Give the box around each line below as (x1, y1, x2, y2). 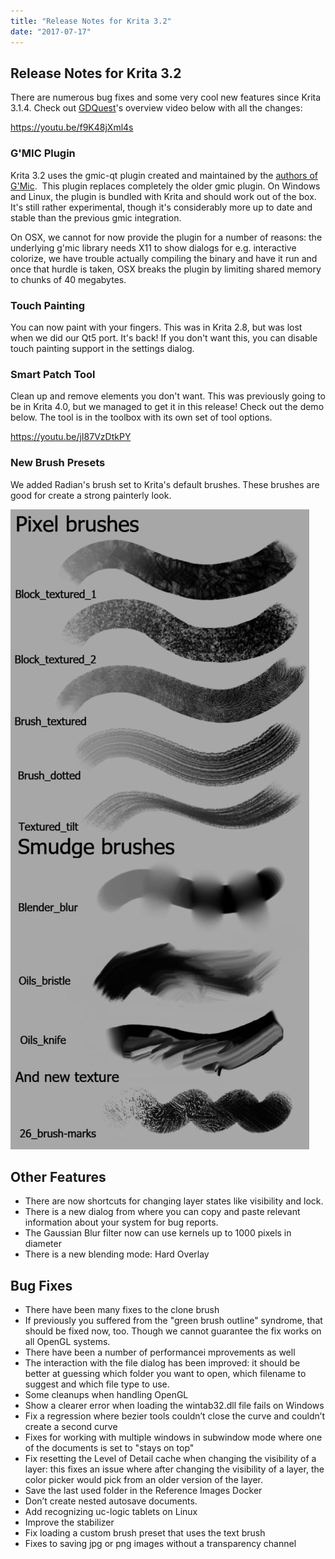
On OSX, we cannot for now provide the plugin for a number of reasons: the (10, 231, 323, 243)
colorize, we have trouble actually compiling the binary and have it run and (10, 252, 318, 264)
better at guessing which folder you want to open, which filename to (24, 1368, 307, 1380)
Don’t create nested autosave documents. (24, 1495, 198, 1507)
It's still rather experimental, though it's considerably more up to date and (10, 201, 313, 213)
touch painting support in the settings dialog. (10, 342, 195, 354)
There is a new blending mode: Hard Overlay (24, 1248, 210, 1260)
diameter (24, 1238, 62, 1250)
